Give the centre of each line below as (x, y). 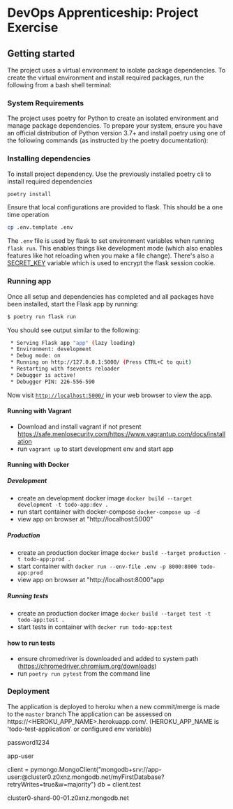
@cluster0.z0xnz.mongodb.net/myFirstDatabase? (93, 777)
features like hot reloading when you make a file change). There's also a (111, 255)
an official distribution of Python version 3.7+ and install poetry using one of (116, 133)
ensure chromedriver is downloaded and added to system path (108, 658)
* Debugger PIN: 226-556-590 (53, 382)
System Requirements (46, 103)
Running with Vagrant (39, 411)
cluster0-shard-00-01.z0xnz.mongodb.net (68, 798)
